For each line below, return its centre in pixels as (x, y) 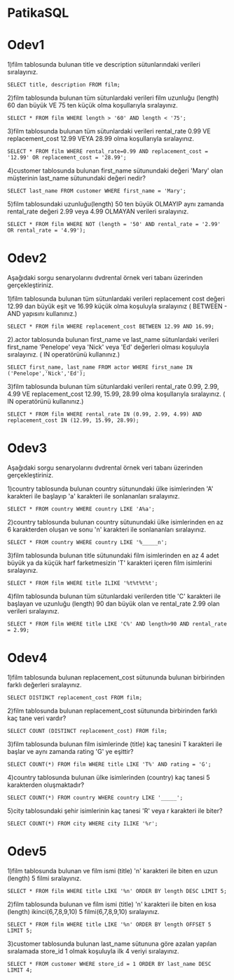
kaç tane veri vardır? (37, 718)
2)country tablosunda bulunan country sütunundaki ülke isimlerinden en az (116, 522)
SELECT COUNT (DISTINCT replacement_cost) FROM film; (88, 731)
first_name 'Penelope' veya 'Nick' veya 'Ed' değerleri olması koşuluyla (108, 347)
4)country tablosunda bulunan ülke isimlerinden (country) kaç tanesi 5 (109, 777)
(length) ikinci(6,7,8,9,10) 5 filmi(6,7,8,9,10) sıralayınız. (83, 911)
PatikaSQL (38, 13)
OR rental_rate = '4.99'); (47, 231)
